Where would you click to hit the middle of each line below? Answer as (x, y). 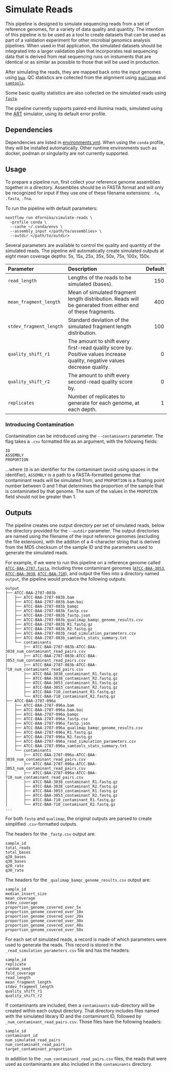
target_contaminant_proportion (39, 1049)
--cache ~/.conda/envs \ (36, 227)
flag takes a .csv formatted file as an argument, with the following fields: (81, 441)
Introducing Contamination (40, 424)
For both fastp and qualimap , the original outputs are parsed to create (79, 818)
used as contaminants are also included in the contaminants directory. (79, 1064)
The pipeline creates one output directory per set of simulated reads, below (85, 525)
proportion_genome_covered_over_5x (43, 907)
